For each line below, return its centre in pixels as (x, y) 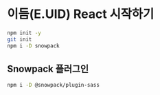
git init (20, 39)
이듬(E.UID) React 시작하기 (81, 14)
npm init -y (24, 33)
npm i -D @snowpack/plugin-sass (53, 85)
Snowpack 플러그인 (48, 68)
